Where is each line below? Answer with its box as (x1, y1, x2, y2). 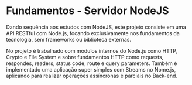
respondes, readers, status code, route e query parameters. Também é (6, 60, 177, 67)
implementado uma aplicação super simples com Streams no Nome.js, (6, 66, 176, 73)
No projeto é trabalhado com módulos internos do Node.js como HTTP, (6, 47, 178, 54)
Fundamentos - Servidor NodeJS (6, 4, 169, 18)
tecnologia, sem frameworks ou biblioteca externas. (6, 36, 132, 43)
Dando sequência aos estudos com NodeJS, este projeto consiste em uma (6, 23, 186, 30)
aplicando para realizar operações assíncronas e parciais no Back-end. (6, 72, 177, 79)
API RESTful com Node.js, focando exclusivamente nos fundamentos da (6, 29, 180, 36)
